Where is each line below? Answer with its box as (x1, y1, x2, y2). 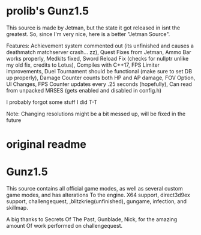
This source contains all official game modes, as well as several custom (6, 185, 183, 192)
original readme (6, 138, 87, 151)
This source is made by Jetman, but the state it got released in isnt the (6, 24, 181, 31)
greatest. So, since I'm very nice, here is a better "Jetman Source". (6, 30, 170, 37)
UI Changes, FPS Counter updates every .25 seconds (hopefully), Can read (6, 80, 192, 88)
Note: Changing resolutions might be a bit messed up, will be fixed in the (6, 110, 186, 117)
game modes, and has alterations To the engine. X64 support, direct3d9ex (6, 191, 190, 199)
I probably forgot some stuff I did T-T (6, 98, 98, 106)
